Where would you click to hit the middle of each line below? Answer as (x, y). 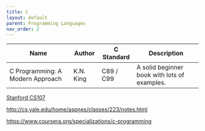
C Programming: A (36, 71)
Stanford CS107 (26, 97)
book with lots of (160, 75)
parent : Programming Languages (46, 23)
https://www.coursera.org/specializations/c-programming (79, 121)
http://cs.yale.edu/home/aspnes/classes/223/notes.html (77, 110)
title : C (17, 12)
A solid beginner (160, 68)
